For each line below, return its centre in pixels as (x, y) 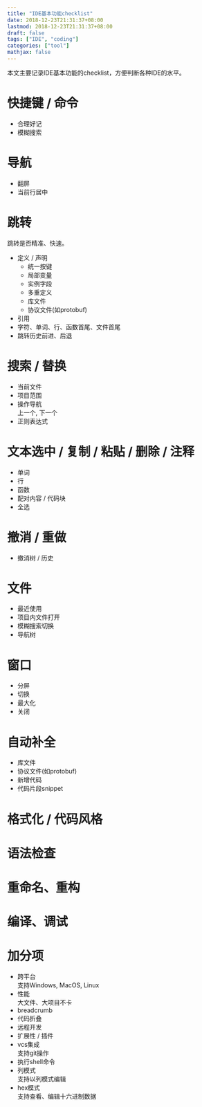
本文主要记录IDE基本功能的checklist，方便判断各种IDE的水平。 (96, 73)
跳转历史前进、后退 (45, 336)
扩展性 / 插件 (35, 1036)
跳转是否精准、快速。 (37, 243)
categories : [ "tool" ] (38, 46)
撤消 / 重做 (37, 537)
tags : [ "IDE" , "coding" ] (43, 39)
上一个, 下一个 (37, 412)
